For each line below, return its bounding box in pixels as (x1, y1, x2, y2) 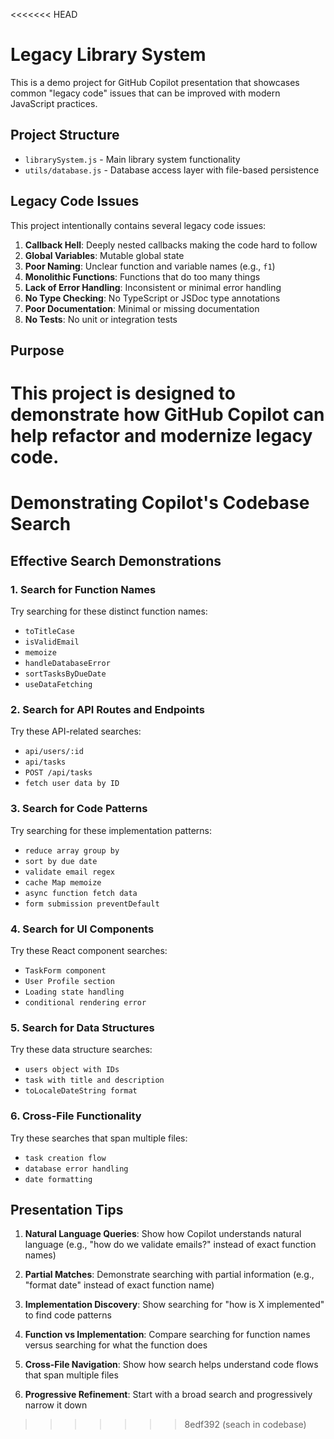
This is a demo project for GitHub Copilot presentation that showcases (10, 76, 300, 88)
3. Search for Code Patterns (10, 802, 148, 816)
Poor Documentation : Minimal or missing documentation (24, 302, 260, 314)
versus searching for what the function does (24, 1339, 208, 1351)
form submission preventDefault (24, 899, 160, 909)
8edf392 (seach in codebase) (184, 1419, 307, 1431)
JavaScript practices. (10, 97, 98, 109)
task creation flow (24, 1153, 107, 1163)
